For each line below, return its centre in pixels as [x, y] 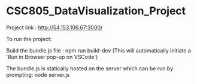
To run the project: [29, 39]
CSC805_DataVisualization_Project [96, 11]
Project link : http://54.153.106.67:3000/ [54, 27]
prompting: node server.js [38, 74]
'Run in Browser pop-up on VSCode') [52, 57]
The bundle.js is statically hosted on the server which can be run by [90, 68]
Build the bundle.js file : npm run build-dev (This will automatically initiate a [99, 50]
